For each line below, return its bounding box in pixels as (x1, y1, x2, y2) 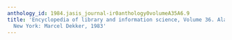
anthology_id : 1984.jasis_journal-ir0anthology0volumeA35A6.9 (7, 9, 190, 17)
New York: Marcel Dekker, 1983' (13, 22, 107, 29)
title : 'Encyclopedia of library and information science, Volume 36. (7, 16, 215, 23)
